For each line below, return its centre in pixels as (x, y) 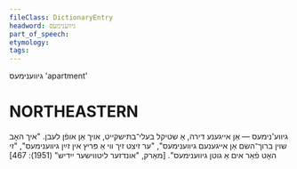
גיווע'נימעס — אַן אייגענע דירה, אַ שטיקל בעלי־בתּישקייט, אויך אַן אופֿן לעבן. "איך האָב (149, 137)
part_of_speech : (39, 34)
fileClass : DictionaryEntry (61, 17)
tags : (19, 51)
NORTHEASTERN (74, 112)
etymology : (29, 42)
